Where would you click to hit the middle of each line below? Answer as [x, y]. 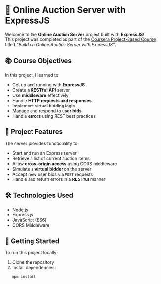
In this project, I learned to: [32, 75]
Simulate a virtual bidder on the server [52, 169]
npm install [24, 277]
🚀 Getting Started [32, 241]
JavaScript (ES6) [29, 220]
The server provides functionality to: [42, 143]
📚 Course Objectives [39, 61]
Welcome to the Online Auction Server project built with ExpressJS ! [75, 34]
